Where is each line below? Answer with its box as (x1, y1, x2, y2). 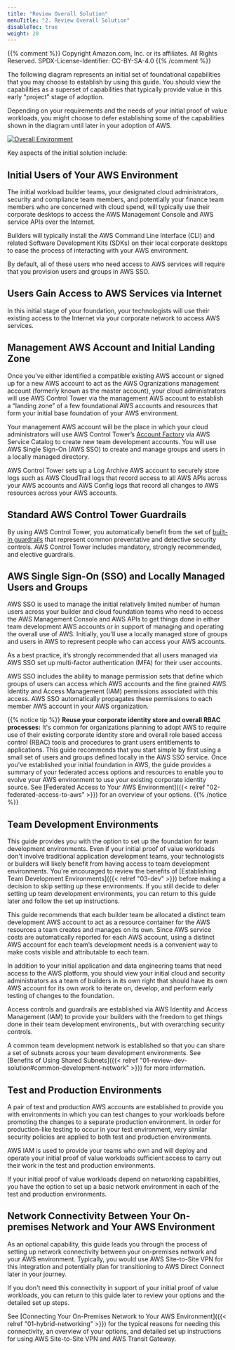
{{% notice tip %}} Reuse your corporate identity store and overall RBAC (7, 716, 221, 724)
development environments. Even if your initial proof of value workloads (7, 845, 215, 853)
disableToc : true (7, 23, 58, 30)
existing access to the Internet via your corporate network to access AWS (7, 314, 220, 322)
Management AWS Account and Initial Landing (7, 342, 215, 354)
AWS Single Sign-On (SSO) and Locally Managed (7, 570, 226, 582)
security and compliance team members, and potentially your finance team (7, 195, 224, 204)
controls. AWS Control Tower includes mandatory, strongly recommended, (7, 543, 222, 551)
